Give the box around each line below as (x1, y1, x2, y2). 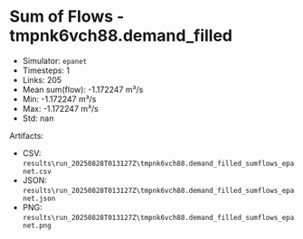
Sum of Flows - (9, 6, 125, 27)
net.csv (22, 167, 52, 176)
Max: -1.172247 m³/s (22, 103, 99, 114)
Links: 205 (22, 74, 62, 85)
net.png (22, 221, 52, 230)
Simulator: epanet (22, 55, 88, 66)
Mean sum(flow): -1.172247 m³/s (22, 84, 144, 95)
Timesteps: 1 (22, 65, 71, 76)
